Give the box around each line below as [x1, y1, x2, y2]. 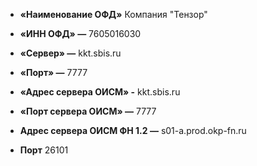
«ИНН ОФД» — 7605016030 [19, 28, 142, 39]
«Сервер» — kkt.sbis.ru [19, 47, 122, 59]
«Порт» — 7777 [19, 67, 88, 78]
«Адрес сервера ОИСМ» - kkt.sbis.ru [19, 86, 181, 98]
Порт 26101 [19, 144, 69, 156]
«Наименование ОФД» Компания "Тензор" [19, 9, 208, 20]
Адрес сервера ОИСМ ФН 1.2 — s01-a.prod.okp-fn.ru [19, 125, 247, 136]
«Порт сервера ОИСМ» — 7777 [19, 105, 157, 117]
